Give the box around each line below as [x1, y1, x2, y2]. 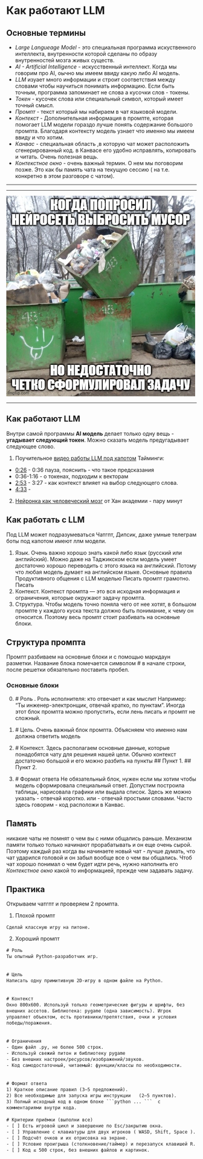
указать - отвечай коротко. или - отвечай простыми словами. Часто [14, 794, 192, 802]
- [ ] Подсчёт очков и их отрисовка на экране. [6, 1135, 129, 1141]
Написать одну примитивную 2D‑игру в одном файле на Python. [6, 978, 164, 984]
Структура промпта [6, 637, 86, 648]
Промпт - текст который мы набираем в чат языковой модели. [14, 108, 178, 115]
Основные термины [6, 28, 86, 38]
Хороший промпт [14, 935, 60, 942]
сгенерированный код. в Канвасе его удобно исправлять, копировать [14, 146, 196, 154]
